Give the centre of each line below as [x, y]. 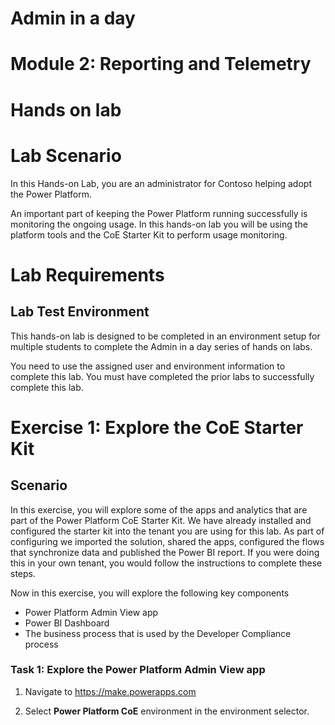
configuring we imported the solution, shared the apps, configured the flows [167, 541]
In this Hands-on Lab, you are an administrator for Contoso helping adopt [161, 183]
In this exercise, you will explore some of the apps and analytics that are [159, 509]
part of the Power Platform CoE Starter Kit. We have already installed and [161, 520]
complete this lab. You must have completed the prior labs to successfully [162, 376]
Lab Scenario [66, 155]
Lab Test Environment [80, 312]
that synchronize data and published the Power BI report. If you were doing [165, 552]
